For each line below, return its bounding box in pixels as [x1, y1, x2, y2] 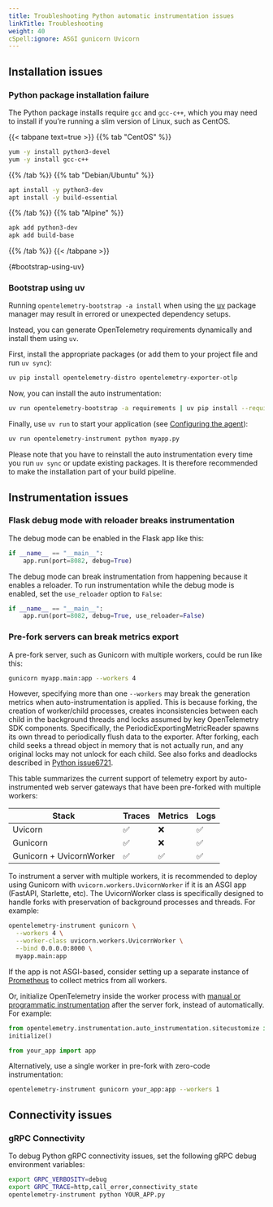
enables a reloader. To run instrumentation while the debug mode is [8, 579, 235, 590]
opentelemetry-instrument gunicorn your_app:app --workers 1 [8, 1086, 220, 1094]
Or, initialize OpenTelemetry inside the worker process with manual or [8, 991, 241, 1001]
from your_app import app [8, 1047, 96, 1055]
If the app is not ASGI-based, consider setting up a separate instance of [8, 966, 249, 977]
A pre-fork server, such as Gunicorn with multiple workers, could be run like [8, 649, 262, 659]
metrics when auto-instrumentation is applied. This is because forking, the [8, 698, 258, 707]
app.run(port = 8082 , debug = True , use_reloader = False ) [23, 612, 206, 620]
